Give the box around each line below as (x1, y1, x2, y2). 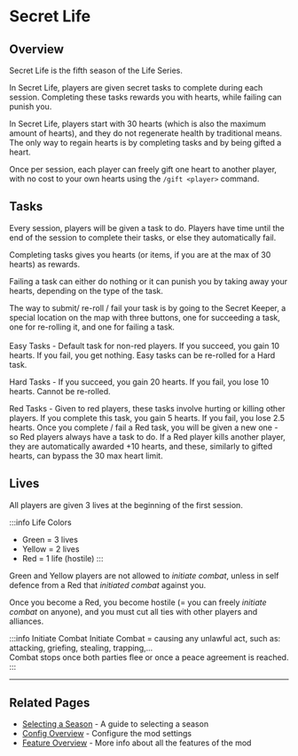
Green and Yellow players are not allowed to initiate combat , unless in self (9, 570, 279, 581)
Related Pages (9, 696, 90, 711)
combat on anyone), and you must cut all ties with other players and (9, 606, 258, 617)
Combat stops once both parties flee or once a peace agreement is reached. (9, 651, 289, 663)
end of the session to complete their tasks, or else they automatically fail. (9, 232, 277, 243)
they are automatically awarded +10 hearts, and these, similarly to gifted (9, 441, 273, 451)
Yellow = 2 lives (21, 544, 80, 554)
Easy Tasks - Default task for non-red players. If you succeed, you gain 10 (9, 340, 279, 351)
